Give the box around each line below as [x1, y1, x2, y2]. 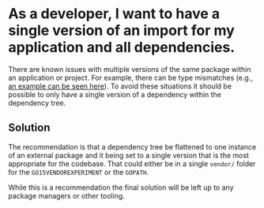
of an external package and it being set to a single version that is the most [8, 150, 249, 160]
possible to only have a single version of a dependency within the [8, 89, 221, 99]
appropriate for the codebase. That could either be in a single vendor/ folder [8, 159, 256, 168]
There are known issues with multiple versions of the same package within [8, 64, 251, 74]
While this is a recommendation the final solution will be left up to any [8, 183, 234, 192]
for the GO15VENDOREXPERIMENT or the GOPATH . [8, 167, 149, 176]
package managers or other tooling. [8, 191, 125, 200]
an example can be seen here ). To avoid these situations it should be [8, 81, 232, 91]
